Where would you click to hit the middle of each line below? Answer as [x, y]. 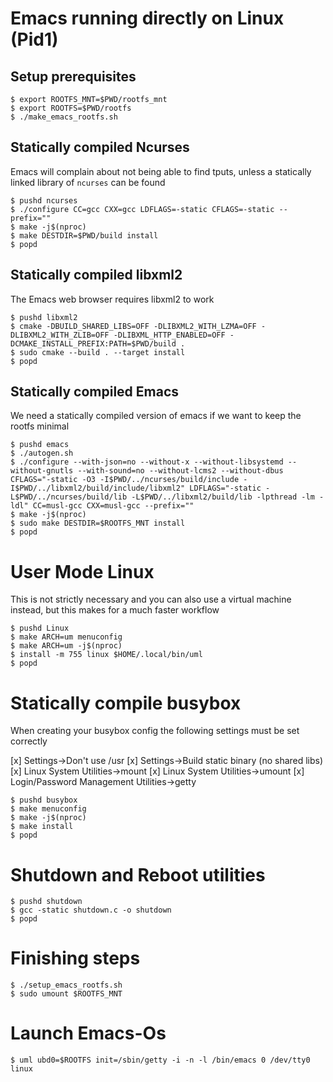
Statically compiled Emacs [95, 392]
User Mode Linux [82, 571]
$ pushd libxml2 [44, 317]
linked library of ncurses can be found [88, 182]
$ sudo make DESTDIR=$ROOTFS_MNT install [98, 523]
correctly [29, 741]
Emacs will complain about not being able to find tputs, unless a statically [161, 171]
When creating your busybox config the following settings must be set [155, 731]
